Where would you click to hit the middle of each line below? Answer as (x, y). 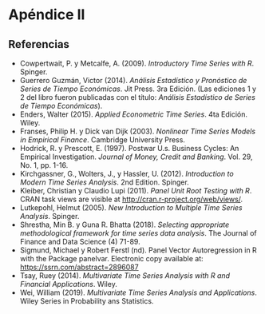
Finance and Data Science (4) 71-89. (80, 242)
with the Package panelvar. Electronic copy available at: (111, 258)
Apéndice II (47, 15)
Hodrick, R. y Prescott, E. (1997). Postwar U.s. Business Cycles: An (129, 148)
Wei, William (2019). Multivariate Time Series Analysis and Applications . (138, 292)
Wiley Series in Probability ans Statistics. (87, 301)
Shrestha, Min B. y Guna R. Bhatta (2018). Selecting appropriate (125, 225)
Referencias (39, 44)
